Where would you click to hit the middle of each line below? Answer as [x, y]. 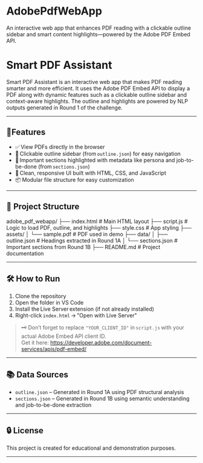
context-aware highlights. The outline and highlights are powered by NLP [97, 101]
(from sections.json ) [64, 166]
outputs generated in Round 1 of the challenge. [64, 108]
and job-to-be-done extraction [53, 405]
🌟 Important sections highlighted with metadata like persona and [95, 160]
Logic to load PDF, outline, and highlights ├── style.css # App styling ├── [99, 227]
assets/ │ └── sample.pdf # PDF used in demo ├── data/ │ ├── [87, 234]
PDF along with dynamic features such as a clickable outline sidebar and [97, 94]
